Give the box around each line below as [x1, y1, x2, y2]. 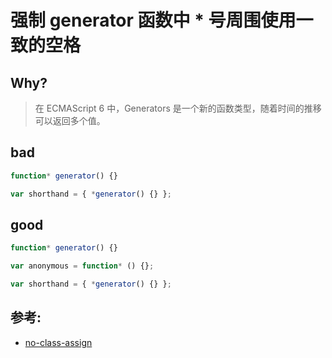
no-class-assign [24, 336, 93, 348]
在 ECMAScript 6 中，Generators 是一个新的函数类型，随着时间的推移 [34, 102, 322, 114]
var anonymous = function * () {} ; [10, 261, 155, 271]
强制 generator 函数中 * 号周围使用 [10, 9, 297, 32]
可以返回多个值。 [34, 115, 106, 126]
